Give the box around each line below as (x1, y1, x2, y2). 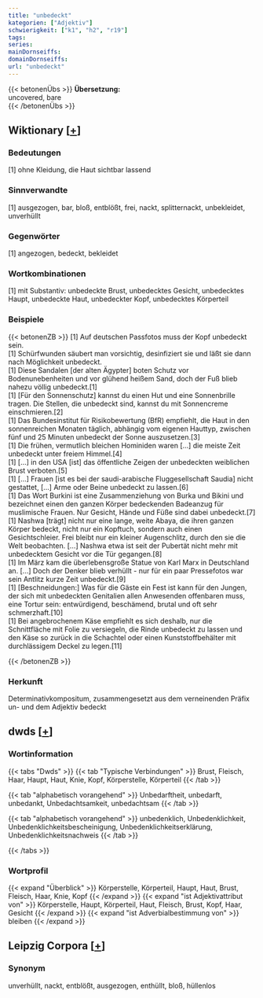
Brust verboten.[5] (8, 466, 68, 475)
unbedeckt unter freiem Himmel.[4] (8, 449, 122, 458)
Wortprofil (8, 865, 49, 876)
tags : (8, 33, 26, 42)
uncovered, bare (8, 92, 61, 102)
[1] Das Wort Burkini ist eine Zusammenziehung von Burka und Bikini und (8, 491, 244, 500)
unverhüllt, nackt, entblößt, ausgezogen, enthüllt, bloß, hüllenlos (8, 981, 216, 990)
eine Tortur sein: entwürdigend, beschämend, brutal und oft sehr (8, 599, 217, 609)
